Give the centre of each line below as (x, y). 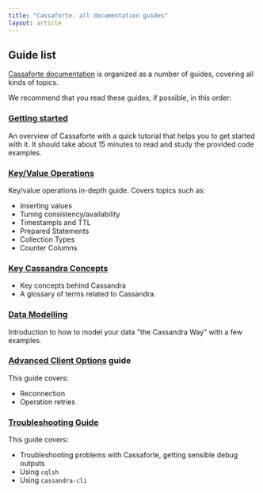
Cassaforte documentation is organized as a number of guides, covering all (131, 74)
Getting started (38, 118)
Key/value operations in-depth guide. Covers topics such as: (107, 190)
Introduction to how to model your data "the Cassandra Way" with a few (126, 332)
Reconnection (42, 393)
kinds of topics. (33, 82)
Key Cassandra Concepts (58, 268)
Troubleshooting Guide (53, 422)
